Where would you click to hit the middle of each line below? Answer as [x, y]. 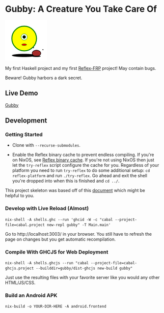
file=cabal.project [25, 225]
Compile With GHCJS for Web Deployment [57, 252]
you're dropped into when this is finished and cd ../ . [66, 181]
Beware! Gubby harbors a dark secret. [44, 78]
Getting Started [24, 135]
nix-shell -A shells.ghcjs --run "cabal [47, 263]
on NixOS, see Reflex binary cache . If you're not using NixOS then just [83, 160]
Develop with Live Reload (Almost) [47, 209]
